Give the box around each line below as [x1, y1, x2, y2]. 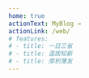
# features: [8, 34, 49, 43]
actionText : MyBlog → [8, 19, 82, 28]
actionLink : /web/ [8, 27, 70, 35]
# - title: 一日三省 [8, 42, 73, 50]
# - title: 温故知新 [8, 50, 73, 58]
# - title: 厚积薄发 [8, 58, 73, 66]
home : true [8, 11, 45, 20]
